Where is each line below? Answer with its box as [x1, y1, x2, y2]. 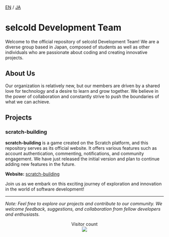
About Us [5, 69, 35, 78]
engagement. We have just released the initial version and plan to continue [5, 156, 160, 162]
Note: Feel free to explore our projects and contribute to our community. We [5, 201, 162, 207]
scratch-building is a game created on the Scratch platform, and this [5, 140, 148, 146]
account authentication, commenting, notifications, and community [5, 151, 144, 157]
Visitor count [71, 221, 98, 227]
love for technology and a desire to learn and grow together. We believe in [5, 88, 159, 94]
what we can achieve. [5, 98, 50, 105]
